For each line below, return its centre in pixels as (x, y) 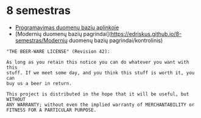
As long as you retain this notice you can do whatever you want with (98, 62)
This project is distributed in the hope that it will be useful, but (98, 94)
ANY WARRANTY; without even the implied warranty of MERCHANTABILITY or (100, 105)
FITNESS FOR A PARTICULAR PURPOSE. (51, 110)
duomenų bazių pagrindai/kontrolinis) (116, 40)
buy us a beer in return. (39, 83)
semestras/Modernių (41, 40)
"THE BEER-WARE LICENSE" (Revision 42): (58, 51)
